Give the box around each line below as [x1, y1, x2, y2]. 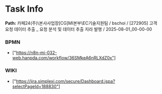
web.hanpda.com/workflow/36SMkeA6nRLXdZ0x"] [12, 55, 116, 61]
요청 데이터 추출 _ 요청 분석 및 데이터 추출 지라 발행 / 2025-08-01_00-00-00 [5, 26, 152, 32]
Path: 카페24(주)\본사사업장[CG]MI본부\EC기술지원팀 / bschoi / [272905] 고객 [5, 20, 158, 26]
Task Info [5, 3, 44, 15]
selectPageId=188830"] [12, 83, 60, 89]
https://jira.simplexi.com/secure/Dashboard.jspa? [16, 78, 116, 84]
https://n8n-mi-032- [16, 50, 57, 56]
